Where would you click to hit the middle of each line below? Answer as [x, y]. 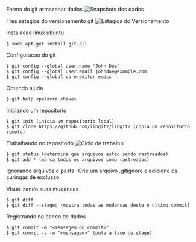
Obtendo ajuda [25, 88]
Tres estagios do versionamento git [50, 21]
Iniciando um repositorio [36, 110]
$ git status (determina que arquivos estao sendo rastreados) [87, 154]
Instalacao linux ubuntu [35, 33]
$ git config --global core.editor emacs [59, 77]
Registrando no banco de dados [46, 217]
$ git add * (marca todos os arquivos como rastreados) [78, 160]
